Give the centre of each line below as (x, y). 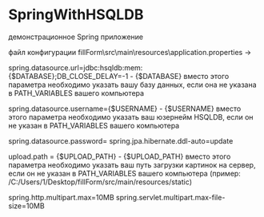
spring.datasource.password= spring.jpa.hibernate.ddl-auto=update (121, 140)
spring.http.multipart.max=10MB (61, 197)
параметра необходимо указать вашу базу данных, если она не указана (133, 85)
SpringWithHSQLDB (76, 15)
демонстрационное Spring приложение (76, 37)
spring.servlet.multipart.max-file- (170, 197)
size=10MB (27, 206)
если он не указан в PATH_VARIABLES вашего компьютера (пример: (125, 173)
